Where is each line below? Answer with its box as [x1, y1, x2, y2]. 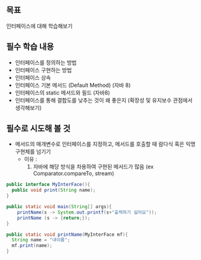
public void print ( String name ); [11, 187, 96, 194]
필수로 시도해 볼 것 [6, 124, 71, 134]
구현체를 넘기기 [14, 148, 51, 155]
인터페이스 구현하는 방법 [14, 66, 72, 74]
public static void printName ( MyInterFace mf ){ [6, 231, 129, 238]
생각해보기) [14, 104, 42, 111]
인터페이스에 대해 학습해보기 [6, 22, 73, 30]
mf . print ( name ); [11, 243, 53, 249]
